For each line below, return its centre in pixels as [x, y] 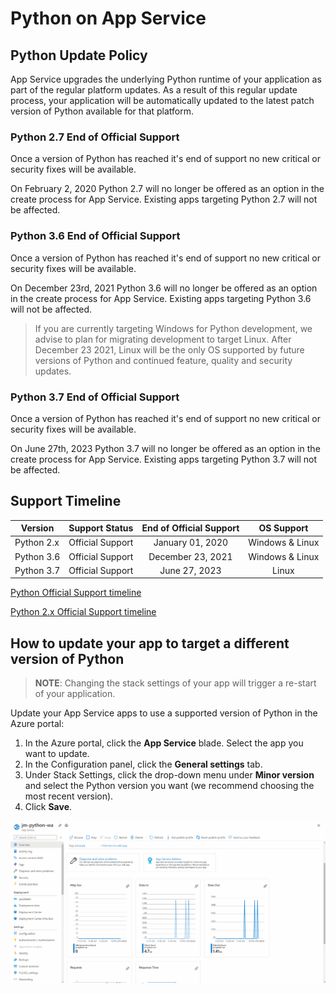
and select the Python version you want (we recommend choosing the [169, 786]
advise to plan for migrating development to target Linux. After [163, 339]
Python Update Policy [79, 55]
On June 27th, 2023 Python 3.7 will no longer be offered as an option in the [165, 448]
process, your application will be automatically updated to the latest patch [162, 100]
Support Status [101, 528]
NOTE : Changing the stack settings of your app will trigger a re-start [175, 683]
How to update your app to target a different [150, 643]
